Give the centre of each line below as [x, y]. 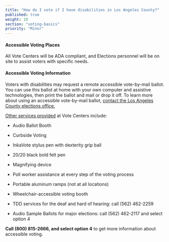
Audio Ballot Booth [32, 125]
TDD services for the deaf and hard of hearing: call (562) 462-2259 [83, 204]
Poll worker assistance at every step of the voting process [73, 174]
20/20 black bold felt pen [39, 155]
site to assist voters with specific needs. [47, 62]
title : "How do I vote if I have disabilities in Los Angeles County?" [82, 10]
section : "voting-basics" [32, 24]
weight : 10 [17, 19]
